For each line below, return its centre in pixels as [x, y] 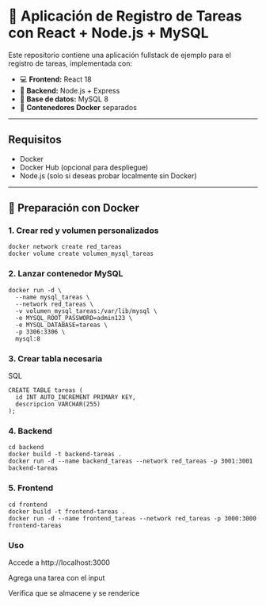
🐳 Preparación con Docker [74, 208]
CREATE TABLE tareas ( [46, 391]
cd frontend [28, 505]
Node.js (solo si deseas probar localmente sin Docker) [108, 175]
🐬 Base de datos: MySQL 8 [64, 99]
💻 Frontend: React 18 [56, 79]
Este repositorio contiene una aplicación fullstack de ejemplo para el [120, 55]
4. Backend [30, 431]
